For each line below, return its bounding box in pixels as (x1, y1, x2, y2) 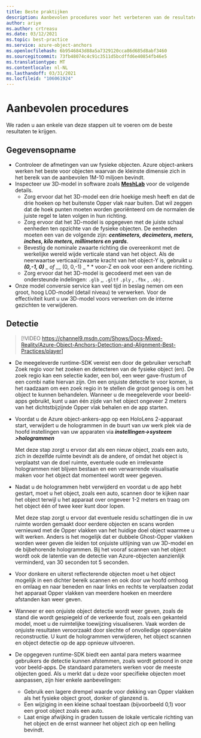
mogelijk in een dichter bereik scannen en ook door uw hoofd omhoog (14, 577, 188, 584)
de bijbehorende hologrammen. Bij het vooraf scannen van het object (14, 545, 187, 553)
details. (14, 187, 33, 194)
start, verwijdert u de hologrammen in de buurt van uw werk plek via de (14, 421, 191, 429)
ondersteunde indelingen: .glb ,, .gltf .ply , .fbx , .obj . (23, 275, 165, 283)
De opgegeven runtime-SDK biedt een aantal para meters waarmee (14, 650, 181, 658)
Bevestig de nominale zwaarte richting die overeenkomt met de (23, 244, 180, 251)
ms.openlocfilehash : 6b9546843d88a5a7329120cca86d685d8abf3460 (6, 48, 167, 54)
